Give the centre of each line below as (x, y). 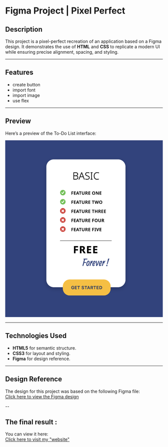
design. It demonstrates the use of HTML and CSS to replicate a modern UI (82, 47)
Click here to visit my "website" (37, 439)
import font (24, 90)
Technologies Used (36, 336)
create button (26, 84)
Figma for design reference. (41, 359)
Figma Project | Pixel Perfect (65, 11)
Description (24, 29)
